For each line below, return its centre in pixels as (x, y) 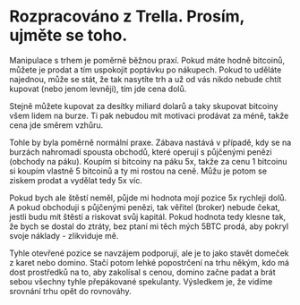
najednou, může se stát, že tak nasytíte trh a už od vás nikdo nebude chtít (146, 79)
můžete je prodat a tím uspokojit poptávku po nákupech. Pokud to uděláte (146, 70)
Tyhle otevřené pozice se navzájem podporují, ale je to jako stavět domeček (149, 253)
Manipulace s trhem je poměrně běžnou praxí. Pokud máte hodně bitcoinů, (147, 60)
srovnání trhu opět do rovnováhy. (70, 291)
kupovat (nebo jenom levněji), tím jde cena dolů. (98, 89)
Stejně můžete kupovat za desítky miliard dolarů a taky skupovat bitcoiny (144, 106)
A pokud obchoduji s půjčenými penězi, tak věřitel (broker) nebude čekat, (145, 207)
